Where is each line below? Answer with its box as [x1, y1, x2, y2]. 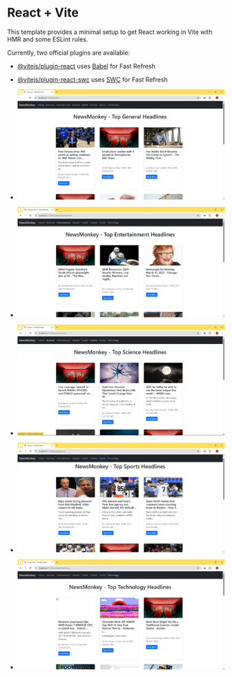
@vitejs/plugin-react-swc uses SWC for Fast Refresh [17, 75, 168, 84]
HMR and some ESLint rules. [7, 35, 88, 43]
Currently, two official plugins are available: [7, 48, 130, 57]
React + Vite [7, 5, 79, 21]
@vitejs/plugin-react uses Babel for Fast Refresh [17, 62, 156, 70]
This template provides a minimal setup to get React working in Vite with [7, 28, 213, 36]
